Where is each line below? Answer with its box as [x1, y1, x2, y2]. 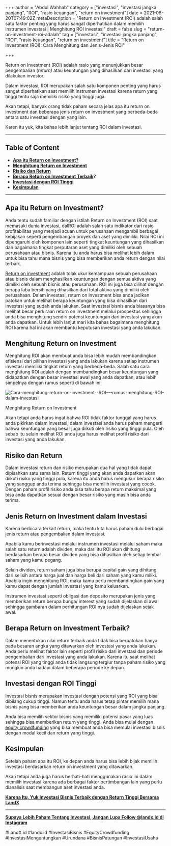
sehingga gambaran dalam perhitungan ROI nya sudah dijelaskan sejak [5, 604, 154, 610]
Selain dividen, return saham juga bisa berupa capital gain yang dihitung [5, 567, 157, 573]
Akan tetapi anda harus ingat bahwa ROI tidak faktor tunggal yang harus [5, 415, 156, 421]
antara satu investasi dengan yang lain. [5, 114, 88, 120]
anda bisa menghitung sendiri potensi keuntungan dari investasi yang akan [5, 313, 162, 320]
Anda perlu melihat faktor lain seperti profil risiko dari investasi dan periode [5, 648, 163, 654]
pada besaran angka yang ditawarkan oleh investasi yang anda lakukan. [5, 643, 156, 649]
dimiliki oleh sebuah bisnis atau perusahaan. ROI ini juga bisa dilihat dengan [5, 281, 164, 287]
